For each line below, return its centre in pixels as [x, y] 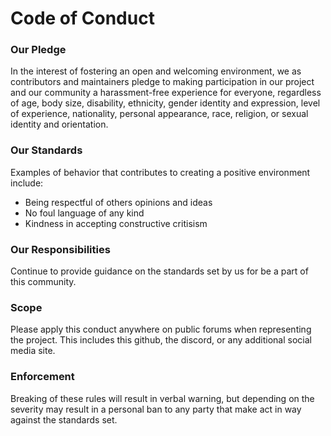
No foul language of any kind [84, 213]
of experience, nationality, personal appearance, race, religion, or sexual [159, 114]
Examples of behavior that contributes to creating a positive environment [160, 172]
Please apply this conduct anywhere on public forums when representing [161, 329]
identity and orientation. [59, 124]
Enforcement [42, 377]
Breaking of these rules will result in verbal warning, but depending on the [162, 398]
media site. [33, 351]
